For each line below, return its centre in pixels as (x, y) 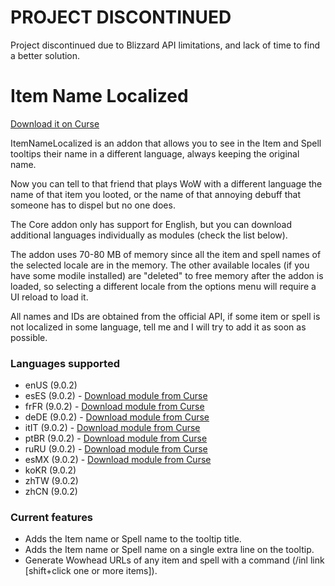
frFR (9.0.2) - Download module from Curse (114, 407)
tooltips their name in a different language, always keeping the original (155, 153)
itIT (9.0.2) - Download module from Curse (112, 428)
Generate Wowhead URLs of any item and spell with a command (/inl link (174, 560)
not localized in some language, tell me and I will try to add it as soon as (158, 327)
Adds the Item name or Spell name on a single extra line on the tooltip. (169, 550)
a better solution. (45, 55)
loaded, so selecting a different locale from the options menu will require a (163, 286)
